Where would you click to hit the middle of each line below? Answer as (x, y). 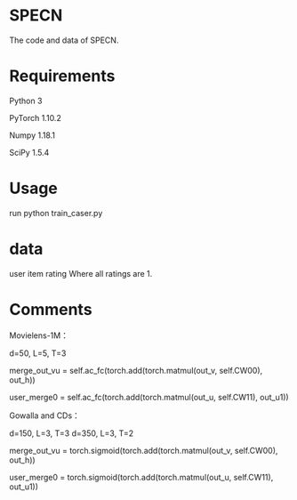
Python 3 (26, 101)
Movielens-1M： (39, 335)
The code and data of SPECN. (64, 40)
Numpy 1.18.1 (32, 135)
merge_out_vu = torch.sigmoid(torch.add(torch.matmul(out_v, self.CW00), (144, 450)
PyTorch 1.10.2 (36, 117)
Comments (51, 309)
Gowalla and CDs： (44, 415)
